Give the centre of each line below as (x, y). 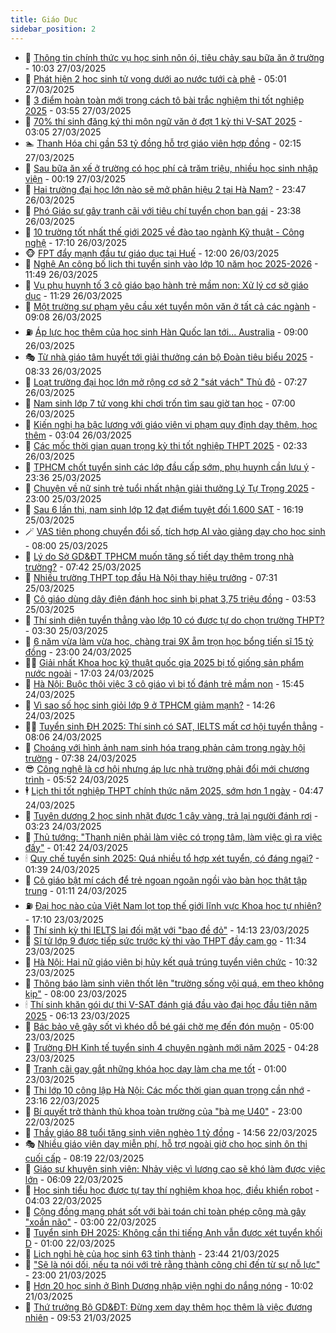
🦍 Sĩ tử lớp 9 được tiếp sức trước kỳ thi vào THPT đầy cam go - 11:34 (165, 940)
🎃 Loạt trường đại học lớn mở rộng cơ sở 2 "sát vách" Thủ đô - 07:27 (166, 382)
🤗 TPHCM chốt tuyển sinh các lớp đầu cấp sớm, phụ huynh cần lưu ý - (170, 467)
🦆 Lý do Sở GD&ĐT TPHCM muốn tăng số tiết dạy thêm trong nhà (159, 556)
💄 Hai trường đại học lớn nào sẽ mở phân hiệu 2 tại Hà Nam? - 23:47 (165, 189)
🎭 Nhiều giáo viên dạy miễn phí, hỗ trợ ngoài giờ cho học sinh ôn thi (166, 1143)
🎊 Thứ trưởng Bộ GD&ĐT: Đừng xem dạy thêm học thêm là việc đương (168, 1307)
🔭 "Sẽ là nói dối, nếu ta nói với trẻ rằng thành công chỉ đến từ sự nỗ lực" (172, 1264)
